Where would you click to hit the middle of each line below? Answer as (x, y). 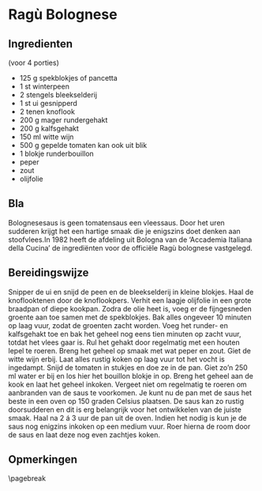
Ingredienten (41, 44)
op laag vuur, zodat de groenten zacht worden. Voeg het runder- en (118, 325)
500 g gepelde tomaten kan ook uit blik (83, 145)
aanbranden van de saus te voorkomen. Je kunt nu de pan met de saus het (130, 392)
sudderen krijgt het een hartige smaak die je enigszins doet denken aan (124, 231)
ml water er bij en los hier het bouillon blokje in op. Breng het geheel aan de (131, 376)
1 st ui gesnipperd (48, 103)
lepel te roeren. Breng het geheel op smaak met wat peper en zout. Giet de (129, 350)
